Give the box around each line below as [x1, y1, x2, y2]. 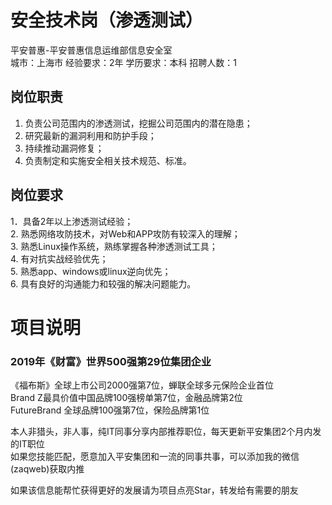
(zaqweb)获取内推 [10, 463, 85, 475]
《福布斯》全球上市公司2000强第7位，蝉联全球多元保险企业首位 [10, 379, 274, 391]
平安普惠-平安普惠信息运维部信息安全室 [10, 44, 173, 56]
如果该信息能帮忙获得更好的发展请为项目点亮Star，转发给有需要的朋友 [10, 484, 299, 496]
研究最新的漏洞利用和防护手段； [24, 129, 157, 141]
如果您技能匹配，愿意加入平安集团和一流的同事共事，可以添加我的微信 [10, 451, 300, 463]
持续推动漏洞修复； [24, 142, 105, 154]
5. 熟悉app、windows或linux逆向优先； [10, 265, 172, 277]
